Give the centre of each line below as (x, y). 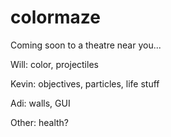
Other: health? (40, 122)
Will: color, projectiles (54, 64)
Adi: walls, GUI (40, 103)
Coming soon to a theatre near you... (86, 45)
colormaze (55, 17)
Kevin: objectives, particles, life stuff (85, 83)
